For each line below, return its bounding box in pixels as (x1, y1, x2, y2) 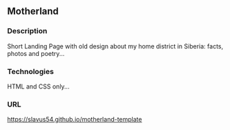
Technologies (7, 66, 54, 76)
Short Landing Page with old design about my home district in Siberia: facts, (7, 41, 224, 50)
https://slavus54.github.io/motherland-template (7, 115, 142, 124)
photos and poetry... (7, 49, 65, 57)
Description (7, 26, 48, 36)
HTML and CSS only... (7, 82, 70, 91)
